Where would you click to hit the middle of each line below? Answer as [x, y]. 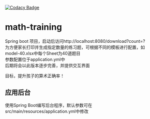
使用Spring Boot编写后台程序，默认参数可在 [49, 105]
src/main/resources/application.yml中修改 [47, 111]
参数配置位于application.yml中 [35, 59]
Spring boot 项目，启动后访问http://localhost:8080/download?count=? [75, 41]
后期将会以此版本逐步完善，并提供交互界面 [47, 65]
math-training [33, 27]
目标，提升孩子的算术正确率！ [35, 76]
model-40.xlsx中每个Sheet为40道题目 [43, 53]
